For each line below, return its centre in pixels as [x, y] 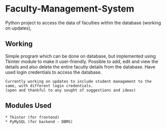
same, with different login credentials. [49, 86]
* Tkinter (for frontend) [32, 117]
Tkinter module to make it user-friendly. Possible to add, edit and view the [82, 61]
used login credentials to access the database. [54, 72]
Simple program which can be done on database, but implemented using [80, 56]
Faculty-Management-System [70, 9]
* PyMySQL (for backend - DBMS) [39, 121]
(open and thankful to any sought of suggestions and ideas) [71, 90]
